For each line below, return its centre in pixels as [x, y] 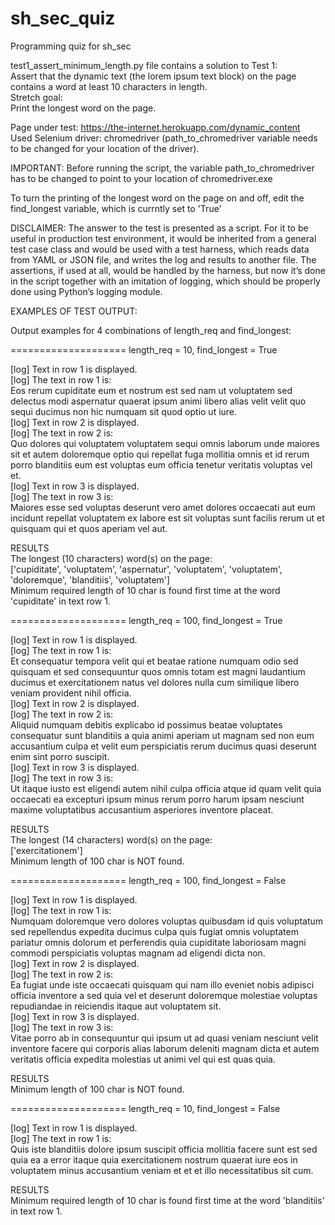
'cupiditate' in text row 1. [60, 601]
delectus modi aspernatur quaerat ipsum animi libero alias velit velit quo [158, 401]
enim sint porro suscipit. [60, 756]
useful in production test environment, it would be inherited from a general [163, 238]
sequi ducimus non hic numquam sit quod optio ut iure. [124, 411]
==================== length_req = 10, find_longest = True [144, 349]
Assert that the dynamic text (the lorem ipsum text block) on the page [153, 76]
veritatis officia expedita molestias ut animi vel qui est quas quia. [143, 1059]
